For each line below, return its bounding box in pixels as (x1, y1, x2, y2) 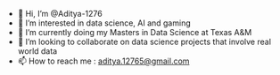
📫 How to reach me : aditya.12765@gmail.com (17, 56, 190, 66)
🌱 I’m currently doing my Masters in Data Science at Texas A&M (17, 27, 252, 37)
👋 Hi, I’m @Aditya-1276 (17, 9, 103, 19)
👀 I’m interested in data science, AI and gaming (17, 18, 191, 28)
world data (17, 46, 58, 56)
